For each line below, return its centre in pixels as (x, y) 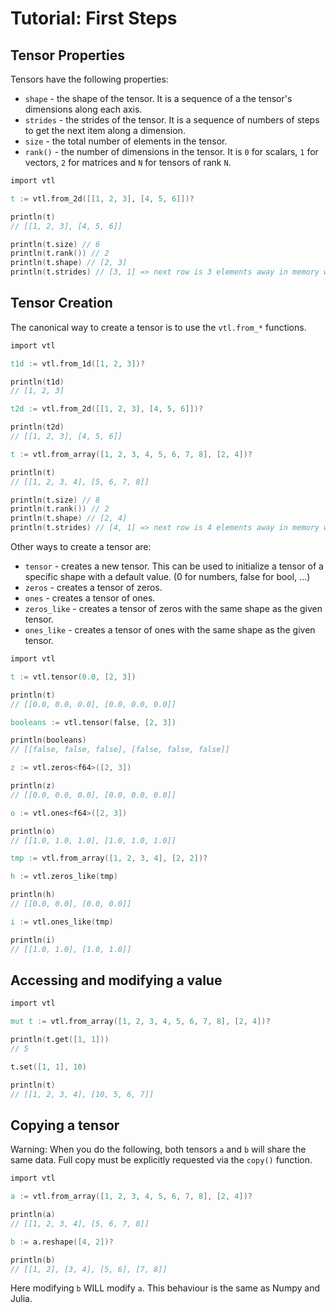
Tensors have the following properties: (89, 79)
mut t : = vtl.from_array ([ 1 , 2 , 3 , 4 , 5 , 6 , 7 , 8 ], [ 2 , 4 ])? (140, 1022)
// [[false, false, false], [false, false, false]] (120, 750)
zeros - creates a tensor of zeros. (93, 588)
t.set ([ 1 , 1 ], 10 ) (48, 1067)
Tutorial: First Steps (94, 18)
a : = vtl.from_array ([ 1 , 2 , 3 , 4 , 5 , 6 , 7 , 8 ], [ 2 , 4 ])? (131, 1197)
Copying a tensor (65, 1125)
